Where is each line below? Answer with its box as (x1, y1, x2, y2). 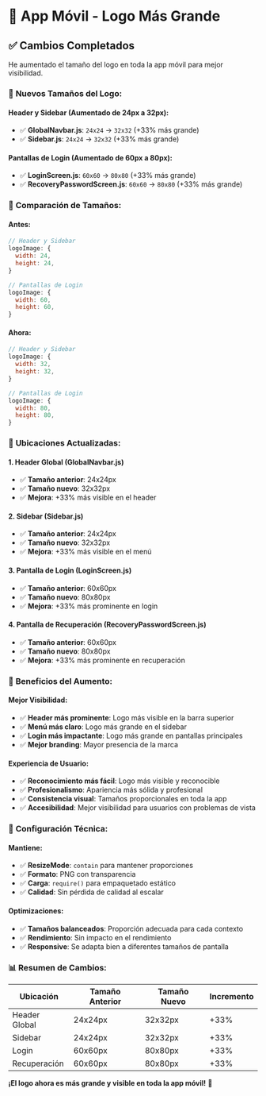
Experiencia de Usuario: (8, 758, 89, 768)
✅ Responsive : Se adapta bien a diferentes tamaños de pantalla (19, 941, 230, 951)
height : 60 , (15, 303, 55, 311)
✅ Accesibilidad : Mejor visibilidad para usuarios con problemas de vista (19, 803, 256, 812)
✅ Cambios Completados (8, 39, 135, 52)
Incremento (209, 990, 254, 1001)
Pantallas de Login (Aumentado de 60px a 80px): (8, 152, 173, 162)
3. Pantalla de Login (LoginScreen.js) (8, 565, 132, 575)
